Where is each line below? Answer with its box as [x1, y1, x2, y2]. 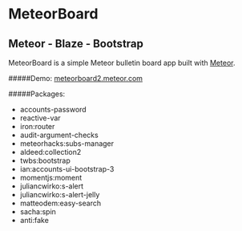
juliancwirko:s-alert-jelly [19, 190, 100, 199]
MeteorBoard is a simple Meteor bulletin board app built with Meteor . [8, 58, 236, 67]
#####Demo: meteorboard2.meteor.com [8, 74, 143, 83]
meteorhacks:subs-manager [19, 139, 115, 148]
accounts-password [19, 105, 87, 114]
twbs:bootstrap [19, 156, 71, 165]
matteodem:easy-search [19, 198, 102, 208]
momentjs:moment [19, 173, 83, 182]
